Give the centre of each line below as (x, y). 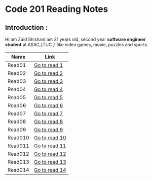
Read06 (17, 105)
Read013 (19, 162)
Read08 (17, 121)
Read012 (19, 154)
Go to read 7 (48, 114)
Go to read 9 (48, 130)
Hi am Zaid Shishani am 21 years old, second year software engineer (76, 39)
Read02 (17, 73)
